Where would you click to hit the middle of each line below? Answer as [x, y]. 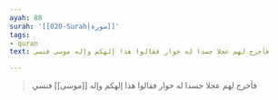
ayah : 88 [26, 18]
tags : [20, 35]
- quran [24, 43]
